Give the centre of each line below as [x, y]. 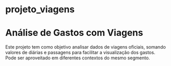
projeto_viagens [40, 9]
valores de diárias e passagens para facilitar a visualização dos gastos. [80, 53]
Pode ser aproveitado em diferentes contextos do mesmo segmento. [78, 58]
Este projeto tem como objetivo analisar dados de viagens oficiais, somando [86, 47]
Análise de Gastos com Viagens [74, 33]
